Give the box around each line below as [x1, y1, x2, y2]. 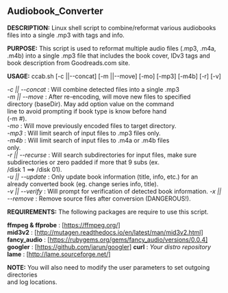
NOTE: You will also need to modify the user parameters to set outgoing [7, 263, 210, 271]
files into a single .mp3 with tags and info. [7, 31, 125, 39]
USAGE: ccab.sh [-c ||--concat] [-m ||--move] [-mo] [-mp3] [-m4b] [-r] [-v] [7, 72, 221, 80]
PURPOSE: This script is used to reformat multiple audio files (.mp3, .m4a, [7, 44, 216, 52]
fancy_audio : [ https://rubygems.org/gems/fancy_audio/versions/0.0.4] [7, 235, 208, 244]
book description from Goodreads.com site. [7, 58, 130, 67]
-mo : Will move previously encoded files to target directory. [7, 121, 177, 129]
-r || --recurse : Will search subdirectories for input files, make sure [7, 151, 197, 159]
